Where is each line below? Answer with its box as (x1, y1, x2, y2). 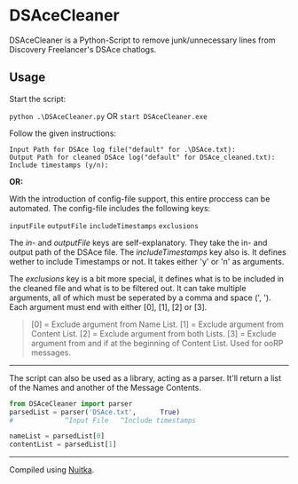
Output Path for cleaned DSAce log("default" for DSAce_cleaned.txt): (9, 153, 276, 162)
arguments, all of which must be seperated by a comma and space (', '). (9, 292, 272, 303)
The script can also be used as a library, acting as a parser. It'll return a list (9, 372, 282, 383)
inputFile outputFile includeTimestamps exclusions (9, 221, 200, 231)
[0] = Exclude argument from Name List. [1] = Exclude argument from (30, 319, 284, 329)
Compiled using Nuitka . (9, 464, 95, 475)
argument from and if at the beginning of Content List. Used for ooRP (30, 337, 284, 348)
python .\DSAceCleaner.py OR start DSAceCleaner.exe (9, 110, 208, 121)
